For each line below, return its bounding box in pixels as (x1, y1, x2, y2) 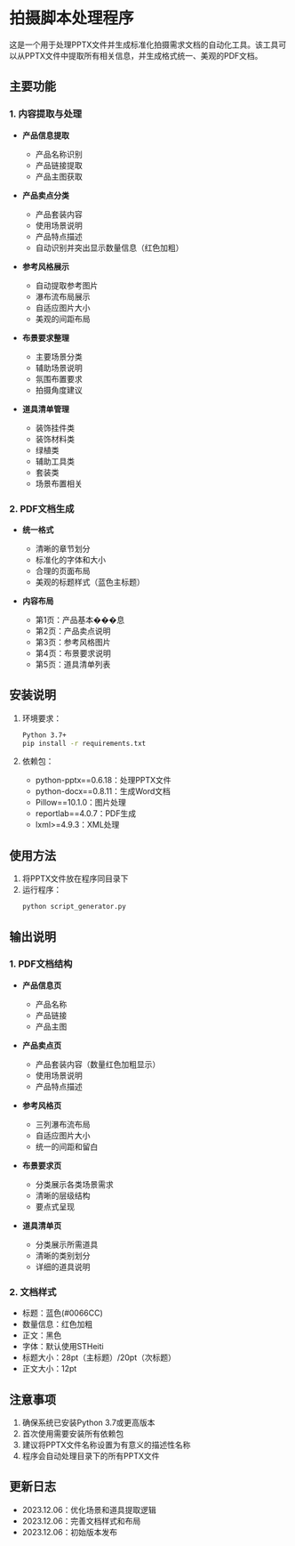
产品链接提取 (35, 159, 83, 170)
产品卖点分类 (21, 190, 69, 200)
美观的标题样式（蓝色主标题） (35, 576, 145, 587)
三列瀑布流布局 (35, 1119, 91, 1129)
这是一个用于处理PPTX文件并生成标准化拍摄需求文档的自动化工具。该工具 (9, 39, 279, 50)
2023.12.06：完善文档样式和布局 (21, 1515, 141, 1526)
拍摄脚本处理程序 (9, 8, 135, 28)
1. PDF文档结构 (9, 958, 73, 970)
